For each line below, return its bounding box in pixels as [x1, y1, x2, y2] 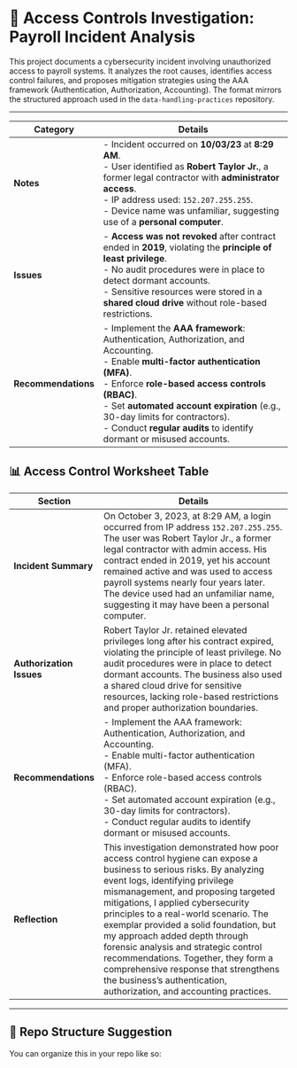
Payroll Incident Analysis [9, 27, 196, 47]
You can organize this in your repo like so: [9, 1048, 162, 1058]
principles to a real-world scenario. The [103, 908, 269, 920]
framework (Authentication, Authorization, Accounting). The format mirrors [9, 84, 282, 95]
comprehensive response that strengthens [103, 963, 280, 975]
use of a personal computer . [103, 215, 224, 228]
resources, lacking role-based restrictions [103, 690, 279, 703]
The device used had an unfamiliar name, [103, 587, 275, 599]
